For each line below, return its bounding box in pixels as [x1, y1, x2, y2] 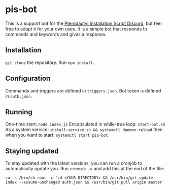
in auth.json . [5, 93, 32, 99]
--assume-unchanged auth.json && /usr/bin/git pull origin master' [18, 180, 165, 185]
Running [5, 108, 33, 116]
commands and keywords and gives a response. [5, 31, 107, 37]
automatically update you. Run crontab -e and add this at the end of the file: [5, 166, 164, 172]
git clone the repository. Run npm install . [5, 59, 95, 66]
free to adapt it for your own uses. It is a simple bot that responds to [5, 25, 147, 31]
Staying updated [5, 146, 59, 155]
